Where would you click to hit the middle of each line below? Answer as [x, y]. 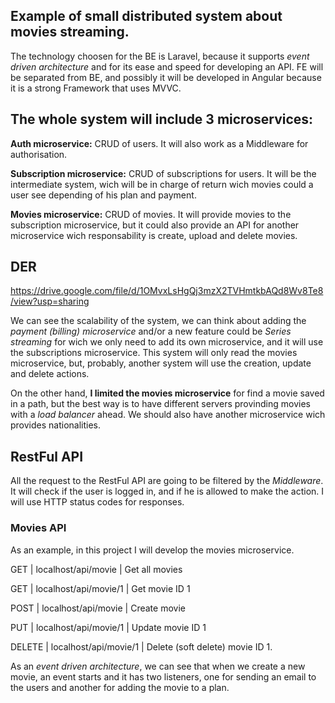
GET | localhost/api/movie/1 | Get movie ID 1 [100, 588]
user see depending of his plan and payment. [103, 195]
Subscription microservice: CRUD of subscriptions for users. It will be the [163, 173]
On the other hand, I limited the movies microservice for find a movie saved [167, 393]
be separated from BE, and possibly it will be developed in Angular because [166, 77]
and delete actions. [50, 374]
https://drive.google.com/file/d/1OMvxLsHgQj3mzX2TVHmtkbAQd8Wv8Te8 [167, 291]
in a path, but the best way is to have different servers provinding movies [160, 404]
